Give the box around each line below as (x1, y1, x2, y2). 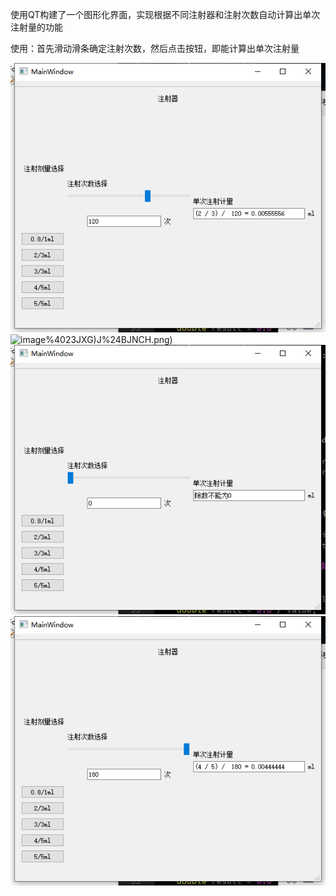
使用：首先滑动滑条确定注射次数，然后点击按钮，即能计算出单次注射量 (10, 43, 300, 54)
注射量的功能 (10, 21, 63, 33)
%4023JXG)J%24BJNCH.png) (45, 334, 173, 346)
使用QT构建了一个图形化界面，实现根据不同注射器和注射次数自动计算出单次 (10, 9, 321, 20)
